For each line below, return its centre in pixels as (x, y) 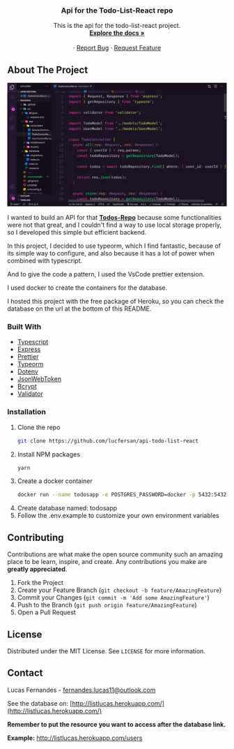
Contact (25, 673)
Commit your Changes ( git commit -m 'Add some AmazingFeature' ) (114, 598)
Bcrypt (27, 387)
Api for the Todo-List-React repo (117, 10)
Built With (24, 327)
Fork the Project (40, 583)
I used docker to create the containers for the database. (87, 288)
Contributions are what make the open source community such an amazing (115, 554)
